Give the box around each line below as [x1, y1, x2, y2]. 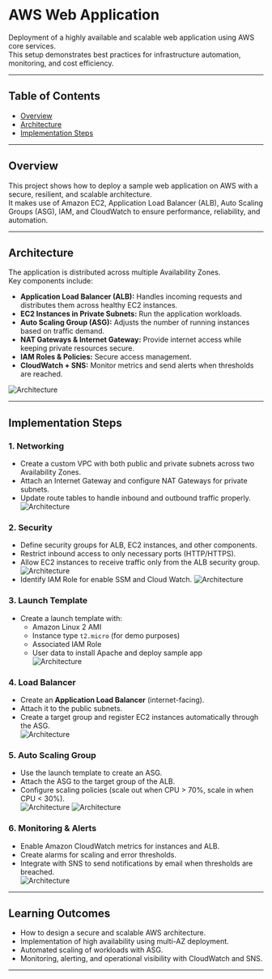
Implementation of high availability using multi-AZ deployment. [19, 937, 229, 947]
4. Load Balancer [8, 676, 76, 687]
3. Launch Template [8, 595, 87, 607]
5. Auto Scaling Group [8, 749, 97, 760]
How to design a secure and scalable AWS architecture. [19, 928, 206, 938]
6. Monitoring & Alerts [8, 823, 97, 834]
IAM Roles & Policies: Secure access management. [19, 352, 192, 362]
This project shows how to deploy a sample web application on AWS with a [8, 181, 259, 190]
